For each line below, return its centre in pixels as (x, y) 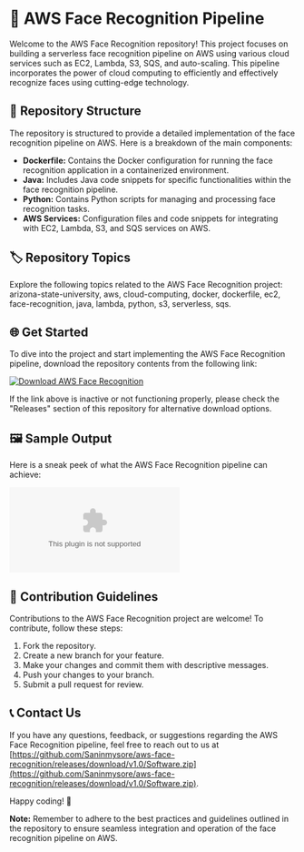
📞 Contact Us (45, 713)
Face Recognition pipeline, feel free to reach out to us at (114, 745)
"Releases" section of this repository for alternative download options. (141, 409)
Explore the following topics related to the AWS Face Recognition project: (146, 284)
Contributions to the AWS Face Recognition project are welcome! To (137, 619)
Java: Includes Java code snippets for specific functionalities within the (157, 179)
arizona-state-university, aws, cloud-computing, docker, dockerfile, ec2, (145, 294)
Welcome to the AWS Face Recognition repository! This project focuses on (149, 44)
